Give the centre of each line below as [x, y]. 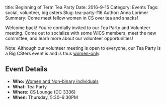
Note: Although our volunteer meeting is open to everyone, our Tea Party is [83, 48]
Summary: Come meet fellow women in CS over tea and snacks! [72, 18]
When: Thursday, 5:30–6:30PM [45, 97]
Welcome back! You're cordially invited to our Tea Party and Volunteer [78, 28]
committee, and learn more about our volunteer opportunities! [69, 38]
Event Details [26, 69]
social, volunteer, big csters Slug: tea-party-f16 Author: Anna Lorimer [77, 13]
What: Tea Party [29, 86]
